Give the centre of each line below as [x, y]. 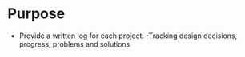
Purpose [36, 14]
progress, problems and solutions [74, 44]
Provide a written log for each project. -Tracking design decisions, [128, 36]
